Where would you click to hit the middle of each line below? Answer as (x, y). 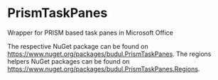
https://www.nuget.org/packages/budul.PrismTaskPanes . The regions (109, 54)
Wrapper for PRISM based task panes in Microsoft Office (91, 33)
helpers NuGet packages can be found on (69, 61)
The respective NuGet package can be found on (78, 46)
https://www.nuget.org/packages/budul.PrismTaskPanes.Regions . (104, 69)
